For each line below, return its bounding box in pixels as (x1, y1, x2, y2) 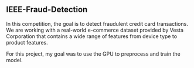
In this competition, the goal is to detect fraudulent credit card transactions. (6, 20, 189, 27)
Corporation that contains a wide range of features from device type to (6, 32, 178, 40)
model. (6, 56, 23, 63)
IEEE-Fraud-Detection (6, 5, 88, 15)
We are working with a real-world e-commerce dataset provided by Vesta (6, 26, 183, 33)
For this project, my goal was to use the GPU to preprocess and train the (6, 50, 181, 57)
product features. (6, 39, 48, 46)
